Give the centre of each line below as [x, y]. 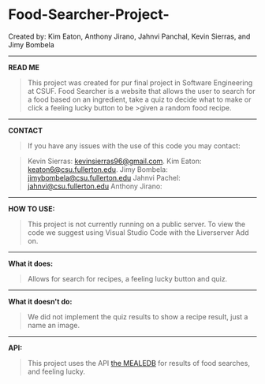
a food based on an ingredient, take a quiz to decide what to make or [139, 99]
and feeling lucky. [56, 371]
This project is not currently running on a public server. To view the [136, 224]
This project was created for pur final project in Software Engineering [140, 82]
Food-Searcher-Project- [89, 15]
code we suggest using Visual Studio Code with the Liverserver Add [138, 232]
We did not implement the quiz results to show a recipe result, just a [138, 316]
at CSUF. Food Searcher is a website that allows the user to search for [141, 91]
